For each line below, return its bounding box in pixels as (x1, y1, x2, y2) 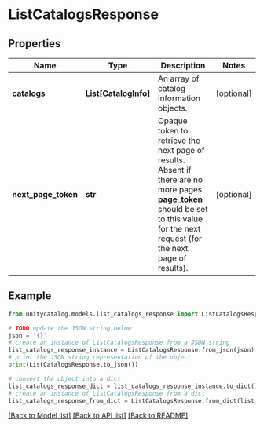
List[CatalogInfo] (85, 88, 151, 99)
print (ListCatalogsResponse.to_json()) (8, 361, 139, 369)
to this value (158, 213, 203, 224)
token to (158, 126, 189, 136)
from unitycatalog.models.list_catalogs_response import (8, 310, 199, 318)
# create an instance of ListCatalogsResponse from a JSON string (8, 339, 230, 347)
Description (160, 60, 206, 71)
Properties (8, 37, 61, 50)
